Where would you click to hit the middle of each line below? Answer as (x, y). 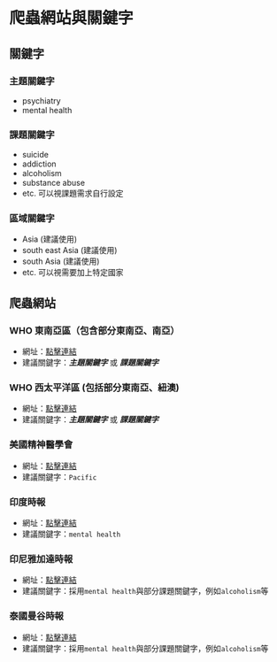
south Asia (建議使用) (61, 261)
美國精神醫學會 (41, 445)
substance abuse (54, 183)
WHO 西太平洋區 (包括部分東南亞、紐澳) (94, 388)
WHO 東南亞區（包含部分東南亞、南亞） (94, 330)
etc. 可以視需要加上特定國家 (73, 273)
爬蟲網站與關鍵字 (72, 18)
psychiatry (41, 100)
